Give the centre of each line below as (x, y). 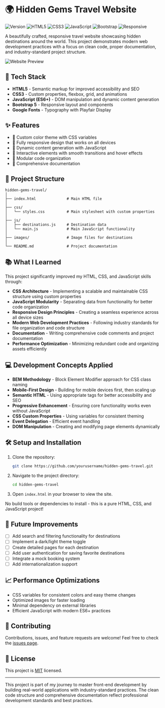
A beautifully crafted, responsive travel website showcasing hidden (73, 36)
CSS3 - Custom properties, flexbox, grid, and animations (70, 94)
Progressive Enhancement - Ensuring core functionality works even (82, 406)
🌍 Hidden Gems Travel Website (71, 10)
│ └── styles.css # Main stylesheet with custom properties (80, 212)
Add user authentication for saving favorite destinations (69, 553)
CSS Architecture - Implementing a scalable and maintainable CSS (80, 291)
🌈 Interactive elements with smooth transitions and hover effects (77, 153)
